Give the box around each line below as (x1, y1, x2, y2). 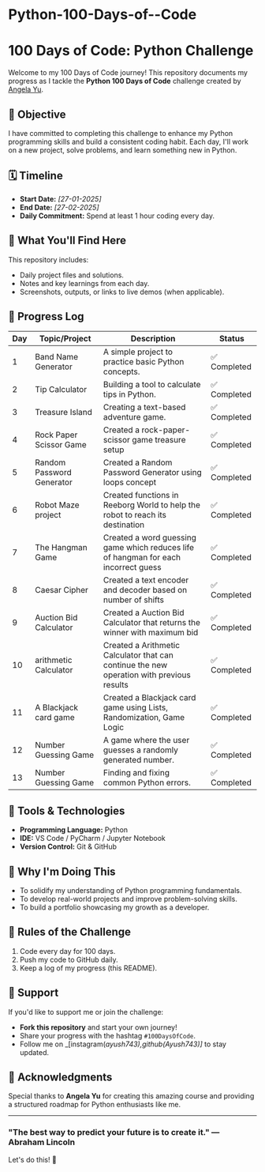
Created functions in (103, 490, 179, 501)
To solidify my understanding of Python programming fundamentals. (19, 886, 242, 895)
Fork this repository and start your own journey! (19, 1022, 177, 1032)
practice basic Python (103, 356, 185, 367)
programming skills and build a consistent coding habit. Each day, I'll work (8, 137, 249, 146)
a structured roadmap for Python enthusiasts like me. (8, 1100, 181, 1110)
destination (103, 519, 145, 530)
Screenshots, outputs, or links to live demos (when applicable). (19, 287, 225, 296)
